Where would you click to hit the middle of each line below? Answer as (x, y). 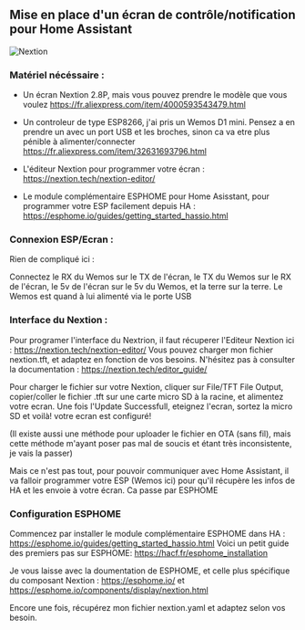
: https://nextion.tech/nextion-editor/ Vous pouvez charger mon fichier (142, 350)
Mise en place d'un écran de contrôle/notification (152, 15)
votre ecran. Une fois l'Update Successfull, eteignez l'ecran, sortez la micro (151, 406)
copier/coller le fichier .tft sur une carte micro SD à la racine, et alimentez (147, 396)
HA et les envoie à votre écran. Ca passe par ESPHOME (114, 490)
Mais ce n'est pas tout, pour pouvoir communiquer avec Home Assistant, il (149, 470)
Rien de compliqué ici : (52, 259)
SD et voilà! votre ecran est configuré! (81, 415)
